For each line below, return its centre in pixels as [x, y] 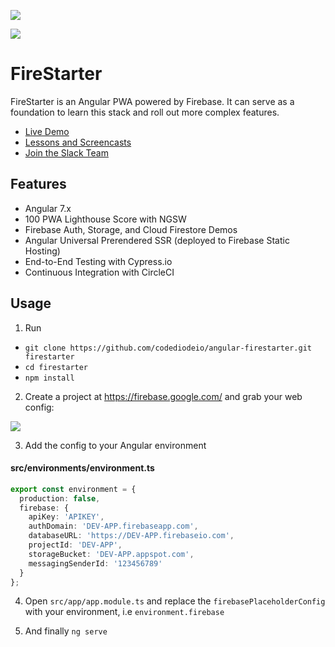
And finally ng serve [66, 631]
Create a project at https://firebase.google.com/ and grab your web [163, 396]
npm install [49, 378]
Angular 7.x [48, 208]
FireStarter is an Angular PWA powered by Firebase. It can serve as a [152, 101]
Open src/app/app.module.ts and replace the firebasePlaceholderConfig [175, 601]
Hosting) [42, 251]
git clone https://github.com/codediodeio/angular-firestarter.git [168, 348]
